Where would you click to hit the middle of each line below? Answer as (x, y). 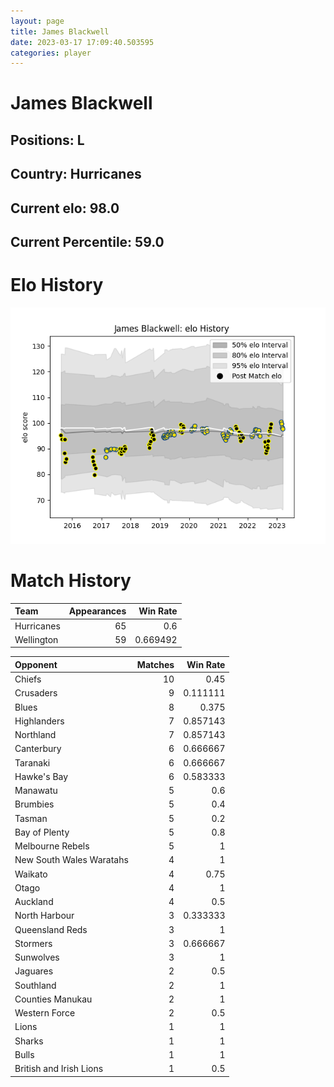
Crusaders (36, 693)
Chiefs (28, 679)
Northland (35, 735)
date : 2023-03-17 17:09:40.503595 (82, 42)
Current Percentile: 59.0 (87, 242)
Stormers (33, 943)
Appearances (97, 611)
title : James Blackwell (60, 31)
